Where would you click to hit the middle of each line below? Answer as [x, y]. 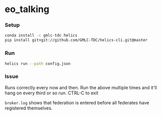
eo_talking [27, 9]
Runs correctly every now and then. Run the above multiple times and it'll [81, 87]
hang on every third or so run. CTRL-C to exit [52, 93]
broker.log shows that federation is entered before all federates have [77, 102]
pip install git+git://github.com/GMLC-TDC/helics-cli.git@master [76, 40]
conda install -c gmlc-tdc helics [41, 36]
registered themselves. [29, 108]
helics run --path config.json [38, 64]
